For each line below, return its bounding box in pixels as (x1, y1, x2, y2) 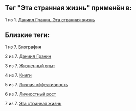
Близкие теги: (5, 31, 50, 39)
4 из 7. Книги (5, 72, 32, 78)
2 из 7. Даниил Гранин (5, 53, 51, 59)
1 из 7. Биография (5, 44, 42, 50)
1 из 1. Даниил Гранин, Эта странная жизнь (5, 17, 95, 22)
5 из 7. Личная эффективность (5, 81, 68, 87)
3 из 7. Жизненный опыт (5, 63, 55, 69)
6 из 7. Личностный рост (5, 91, 56, 97)
